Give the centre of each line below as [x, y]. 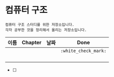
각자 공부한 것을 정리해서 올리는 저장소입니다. [46, 30]
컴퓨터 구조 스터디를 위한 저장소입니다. [40, 25]
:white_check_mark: [84, 51]
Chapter [32, 42]
